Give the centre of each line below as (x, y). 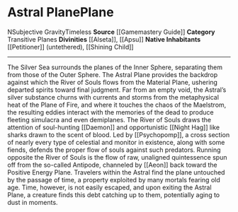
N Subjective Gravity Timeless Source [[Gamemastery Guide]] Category (111, 32)
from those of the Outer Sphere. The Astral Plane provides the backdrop (113, 74)
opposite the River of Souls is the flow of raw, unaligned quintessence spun (117, 157)
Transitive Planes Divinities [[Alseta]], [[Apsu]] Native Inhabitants (104, 39)
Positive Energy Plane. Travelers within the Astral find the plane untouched (116, 172)
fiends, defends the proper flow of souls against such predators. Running (114, 150)
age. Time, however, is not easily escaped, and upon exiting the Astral (109, 187)
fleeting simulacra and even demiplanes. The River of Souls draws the (109, 119)
